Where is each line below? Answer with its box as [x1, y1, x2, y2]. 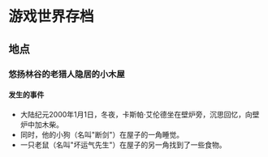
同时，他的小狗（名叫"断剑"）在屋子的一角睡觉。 [19, 129, 184, 139]
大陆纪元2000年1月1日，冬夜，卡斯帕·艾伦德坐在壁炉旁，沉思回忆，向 [19, 109, 253, 119]
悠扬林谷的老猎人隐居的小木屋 [8, 68, 126, 79]
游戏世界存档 [8, 7, 95, 26]
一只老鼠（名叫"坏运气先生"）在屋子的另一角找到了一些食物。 [19, 139, 227, 150]
